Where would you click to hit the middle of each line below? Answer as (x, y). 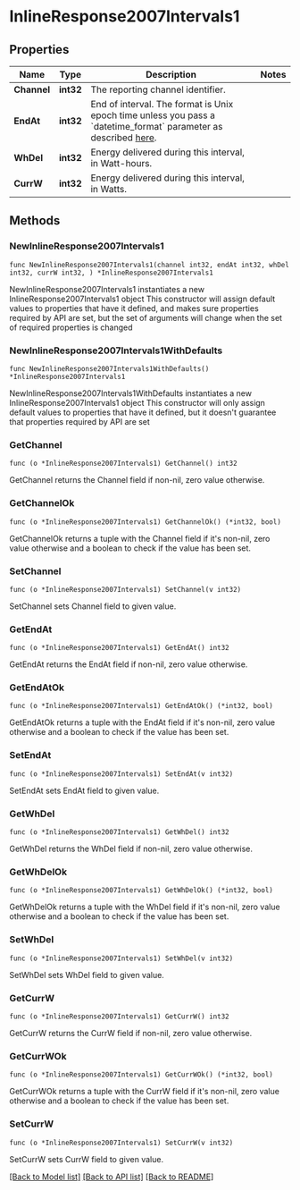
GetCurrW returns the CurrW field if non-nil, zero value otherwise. (131, 1033)
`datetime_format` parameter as (157, 127)
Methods (35, 221)
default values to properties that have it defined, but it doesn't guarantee (143, 412)
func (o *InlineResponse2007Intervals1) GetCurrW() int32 (119, 1017)
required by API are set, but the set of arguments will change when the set (146, 317)
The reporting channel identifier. (158, 89)
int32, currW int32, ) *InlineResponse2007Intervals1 (112, 273)
